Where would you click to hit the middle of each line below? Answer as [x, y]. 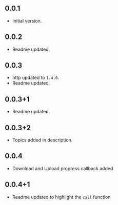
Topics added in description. [42, 140]
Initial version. [27, 20]
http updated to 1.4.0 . [36, 78]
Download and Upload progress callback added [63, 168]
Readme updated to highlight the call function [61, 197]
